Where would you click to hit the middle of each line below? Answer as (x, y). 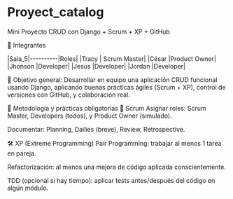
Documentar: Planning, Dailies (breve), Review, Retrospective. (96, 129)
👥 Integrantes (27, 45)
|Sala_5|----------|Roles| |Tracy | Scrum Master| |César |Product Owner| (112, 59)
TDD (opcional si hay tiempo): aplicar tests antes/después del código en (111, 180)
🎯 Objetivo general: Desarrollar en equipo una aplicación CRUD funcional (112, 80)
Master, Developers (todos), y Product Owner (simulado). (90, 116)
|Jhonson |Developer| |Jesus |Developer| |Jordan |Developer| (97, 66)
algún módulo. (28, 188)
